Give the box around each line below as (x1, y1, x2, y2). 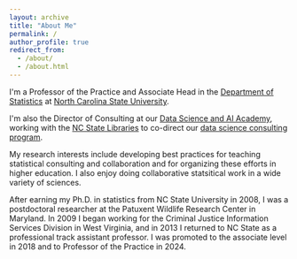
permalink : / (9, 29, 58, 38)
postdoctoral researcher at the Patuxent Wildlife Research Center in (9, 203, 256, 214)
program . (9, 132, 43, 142)
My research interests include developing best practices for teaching (9, 149, 262, 159)
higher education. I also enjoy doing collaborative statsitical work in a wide (9, 167, 281, 178)
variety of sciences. (9, 177, 82, 187)
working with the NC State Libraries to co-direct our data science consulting (9, 122, 288, 133)
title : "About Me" (9, 21, 77, 30)
